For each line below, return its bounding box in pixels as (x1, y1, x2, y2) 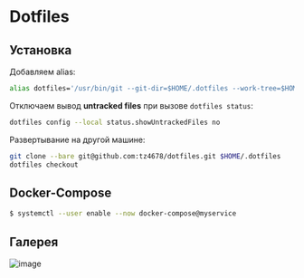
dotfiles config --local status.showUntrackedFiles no (9, 118, 221, 127)
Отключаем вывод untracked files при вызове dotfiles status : (9, 100, 253, 110)
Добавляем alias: (9, 66, 76, 77)
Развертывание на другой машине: (9, 134, 146, 145)
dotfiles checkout (9, 160, 79, 169)
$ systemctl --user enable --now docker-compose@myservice (9, 209, 237, 218)
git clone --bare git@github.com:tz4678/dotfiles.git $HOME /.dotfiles (9, 151, 281, 160)
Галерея (9, 234, 59, 250)
